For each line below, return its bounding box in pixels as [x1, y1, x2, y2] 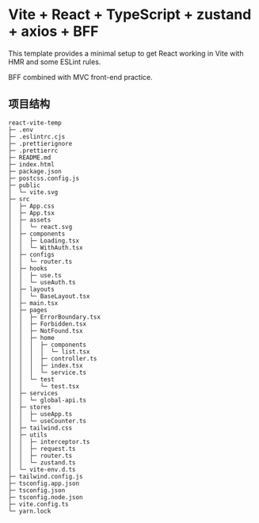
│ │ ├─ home [8, 334, 55, 342]
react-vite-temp [8, 119, 62, 127]
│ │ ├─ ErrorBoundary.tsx [8, 313, 101, 321]
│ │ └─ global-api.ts [8, 396, 87, 404]
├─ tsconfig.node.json [8, 493, 83, 501]
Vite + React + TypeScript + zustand [8, 6, 252, 24]
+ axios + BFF [8, 22, 99, 40]
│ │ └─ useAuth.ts [8, 278, 77, 286]
